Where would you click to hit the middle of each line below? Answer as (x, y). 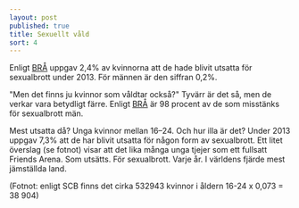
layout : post (33, 17)
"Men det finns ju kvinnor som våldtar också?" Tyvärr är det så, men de (141, 95)
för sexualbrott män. (46, 113)
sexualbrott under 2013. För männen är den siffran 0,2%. (113, 78)
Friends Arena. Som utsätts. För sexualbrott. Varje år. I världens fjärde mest (147, 159)
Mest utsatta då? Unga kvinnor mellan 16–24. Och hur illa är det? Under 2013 (150, 131)
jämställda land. (38, 169)
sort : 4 (24, 42)
